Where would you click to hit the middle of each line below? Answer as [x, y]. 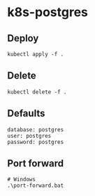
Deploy [23, 38]
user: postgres [29, 136]
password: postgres [36, 142]
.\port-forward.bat [36, 186]
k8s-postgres [48, 12]
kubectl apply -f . [36, 54]
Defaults [26, 113]
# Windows [22, 180]
